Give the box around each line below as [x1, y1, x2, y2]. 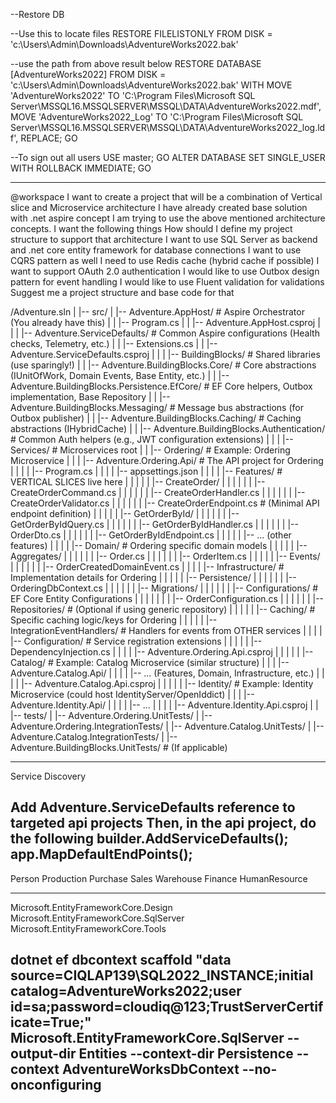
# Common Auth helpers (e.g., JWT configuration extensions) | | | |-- [10, 434, 294, 445]
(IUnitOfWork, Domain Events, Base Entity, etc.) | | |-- [10, 370, 230, 381]
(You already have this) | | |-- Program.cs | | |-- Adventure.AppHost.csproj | [10, 317, 321, 328]
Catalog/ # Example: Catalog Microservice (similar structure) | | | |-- [10, 657, 290, 668]
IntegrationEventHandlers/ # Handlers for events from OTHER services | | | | [10, 625, 323, 636]
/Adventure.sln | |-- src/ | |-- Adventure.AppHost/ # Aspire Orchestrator [10, 306, 305, 318]
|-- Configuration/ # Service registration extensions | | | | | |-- [10, 635, 263, 647]
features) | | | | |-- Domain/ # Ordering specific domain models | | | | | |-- [10, 540, 308, 551]
